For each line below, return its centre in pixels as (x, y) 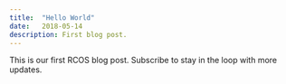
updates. (26, 70)
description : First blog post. (68, 34)
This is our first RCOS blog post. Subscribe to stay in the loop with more (143, 61)
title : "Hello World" (52, 18)
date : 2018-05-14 (46, 26)
